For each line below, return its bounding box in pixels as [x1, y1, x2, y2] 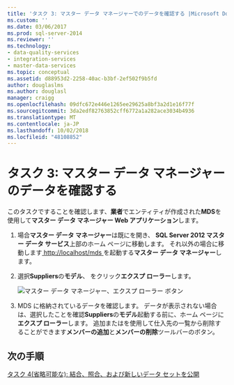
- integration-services [7, 56, 77, 63]
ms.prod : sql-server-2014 [7, 29, 82, 37]
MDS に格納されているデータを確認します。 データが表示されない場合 [17, 301, 217, 310]
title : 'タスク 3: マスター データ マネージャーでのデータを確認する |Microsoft [7, 10, 219, 17]
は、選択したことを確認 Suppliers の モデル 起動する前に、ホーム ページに [17, 310, 224, 319]
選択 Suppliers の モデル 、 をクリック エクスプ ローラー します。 [17, 272, 195, 280]
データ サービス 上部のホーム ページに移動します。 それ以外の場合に [25, 240, 219, 248]
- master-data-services [7, 62, 77, 69]
